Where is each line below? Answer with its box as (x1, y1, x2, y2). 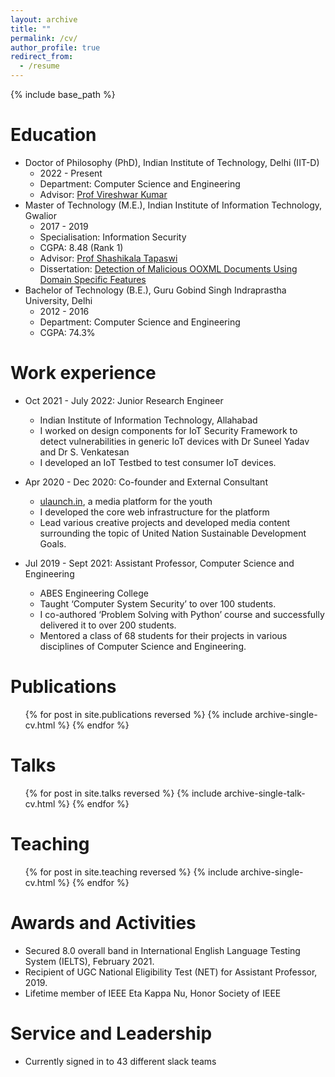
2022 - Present (39, 167, 103, 179)
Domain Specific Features (39, 273, 147, 285)
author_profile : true (10, 42, 101, 53)
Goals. (39, 537, 67, 550)
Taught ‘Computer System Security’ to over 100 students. (39, 597, 277, 610)
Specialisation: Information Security (39, 231, 187, 243)
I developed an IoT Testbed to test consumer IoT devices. (39, 456, 277, 468)
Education (10, 124, 97, 146)
